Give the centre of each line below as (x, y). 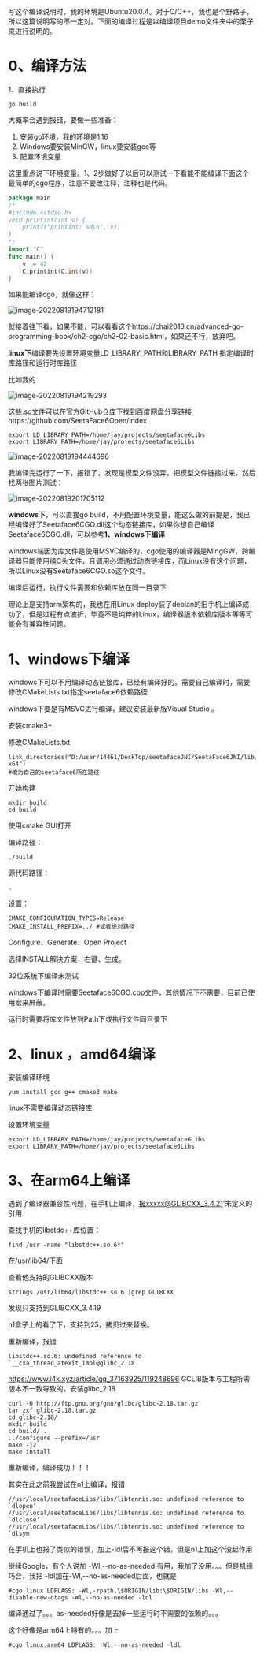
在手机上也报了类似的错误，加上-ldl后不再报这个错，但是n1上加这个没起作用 (130, 1549)
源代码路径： (29, 873)
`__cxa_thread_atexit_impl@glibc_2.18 (71, 1363)
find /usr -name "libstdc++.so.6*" (66, 1245)
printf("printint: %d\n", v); (72, 227)
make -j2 (22, 1445)
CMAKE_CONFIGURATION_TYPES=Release (66, 918)
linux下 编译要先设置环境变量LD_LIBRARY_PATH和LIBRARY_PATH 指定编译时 (131, 353)
